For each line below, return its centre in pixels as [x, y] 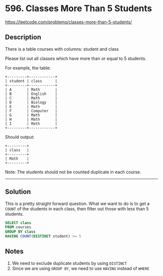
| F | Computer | [31, 111]
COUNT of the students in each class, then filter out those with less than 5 [77, 209]
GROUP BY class [20, 232]
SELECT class [18, 223]
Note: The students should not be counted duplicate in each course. [73, 172]
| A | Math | [31, 90]
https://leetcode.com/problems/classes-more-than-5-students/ [68, 22]
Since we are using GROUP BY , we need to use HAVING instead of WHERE [81, 268]
